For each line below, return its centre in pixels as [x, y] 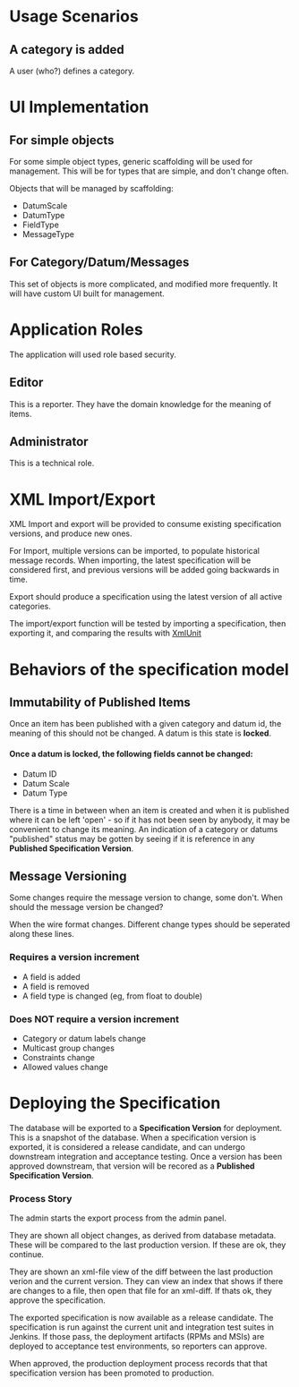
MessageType [48, 234]
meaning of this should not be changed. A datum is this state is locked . [140, 733]
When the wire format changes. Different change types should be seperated [150, 924]
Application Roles [76, 329]
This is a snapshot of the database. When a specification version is [133, 1137]
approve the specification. [57, 1300]
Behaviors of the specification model [149, 669]
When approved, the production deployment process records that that [139, 1364]
